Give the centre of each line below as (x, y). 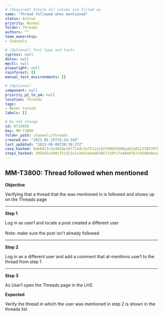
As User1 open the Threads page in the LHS (49, 285)
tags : (10, 104)
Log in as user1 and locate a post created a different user (62, 223)
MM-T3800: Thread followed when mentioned (77, 173)
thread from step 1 (23, 262)
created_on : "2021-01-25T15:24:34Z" (42, 140)
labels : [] (16, 113)
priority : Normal (23, 23)
